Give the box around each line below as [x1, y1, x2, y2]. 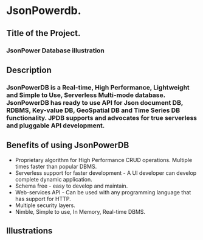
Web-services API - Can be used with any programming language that [15, 188, 191, 196]
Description [6, 65, 52, 75]
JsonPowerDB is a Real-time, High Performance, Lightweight [6, 83, 190, 91]
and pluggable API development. [6, 121, 105, 130]
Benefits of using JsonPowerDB [6, 140, 129, 150]
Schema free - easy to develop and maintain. [15, 182, 128, 189]
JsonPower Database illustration [6, 46, 105, 55]
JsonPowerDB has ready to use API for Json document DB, [6, 98, 184, 107]
